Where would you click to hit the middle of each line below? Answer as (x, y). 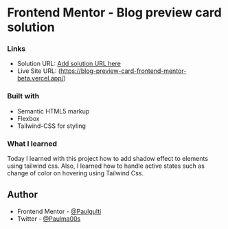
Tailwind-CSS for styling (51, 126)
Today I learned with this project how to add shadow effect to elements (107, 159)
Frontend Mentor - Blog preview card (114, 13)
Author (22, 195)
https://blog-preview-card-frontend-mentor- (124, 71)
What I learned (32, 144)
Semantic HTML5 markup (53, 111)
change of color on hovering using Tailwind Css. (76, 173)
